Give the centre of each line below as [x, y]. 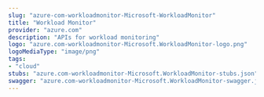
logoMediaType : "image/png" [54, 52]
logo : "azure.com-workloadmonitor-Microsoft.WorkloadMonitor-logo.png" [128, 45]
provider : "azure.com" [45, 30]
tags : [17, 59]
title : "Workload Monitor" [52, 23]
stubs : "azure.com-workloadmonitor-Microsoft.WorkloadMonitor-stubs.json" [133, 74]
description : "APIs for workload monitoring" [84, 37]
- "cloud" [24, 66]
